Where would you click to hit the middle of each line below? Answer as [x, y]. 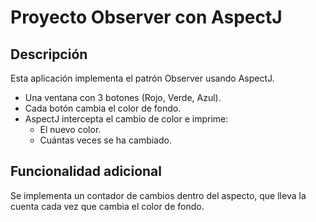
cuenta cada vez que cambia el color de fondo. [107, 206]
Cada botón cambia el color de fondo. [103, 108]
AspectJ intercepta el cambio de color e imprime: [126, 119]
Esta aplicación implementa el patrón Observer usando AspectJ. [142, 78]
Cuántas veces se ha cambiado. [105, 140]
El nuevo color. [70, 129]
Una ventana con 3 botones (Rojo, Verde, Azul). [123, 97]
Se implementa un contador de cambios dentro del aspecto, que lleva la [158, 195]
